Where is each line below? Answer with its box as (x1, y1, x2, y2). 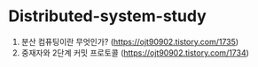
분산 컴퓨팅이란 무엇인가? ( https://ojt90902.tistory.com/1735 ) (20, 36, 239, 47)
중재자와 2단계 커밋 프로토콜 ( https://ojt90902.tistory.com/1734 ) (20, 47, 250, 58)
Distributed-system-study (8, 6, 207, 26)
